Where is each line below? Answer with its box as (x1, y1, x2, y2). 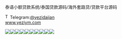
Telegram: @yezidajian (10, 14, 55, 20)
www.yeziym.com (5, 20, 41, 25)
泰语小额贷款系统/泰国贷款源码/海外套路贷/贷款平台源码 (5, 4, 118, 10)
